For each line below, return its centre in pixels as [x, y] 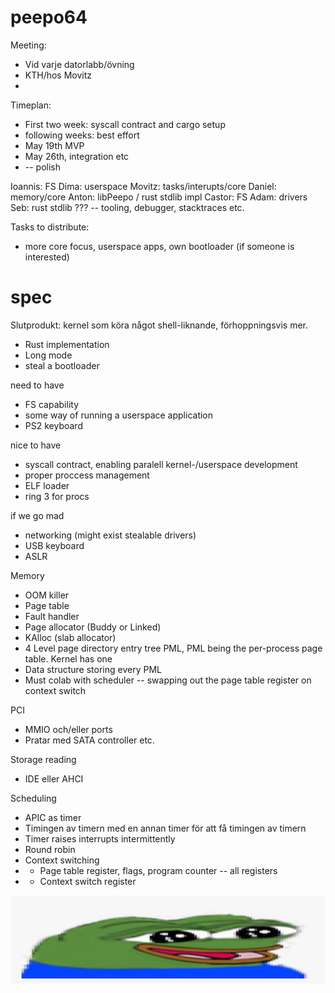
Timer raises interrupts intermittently [100, 838]
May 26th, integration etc [77, 156]
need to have [37, 385]
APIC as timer [53, 817]
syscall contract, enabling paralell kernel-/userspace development [161, 464]
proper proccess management [87, 475]
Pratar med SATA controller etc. [89, 740]
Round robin [50, 849]
